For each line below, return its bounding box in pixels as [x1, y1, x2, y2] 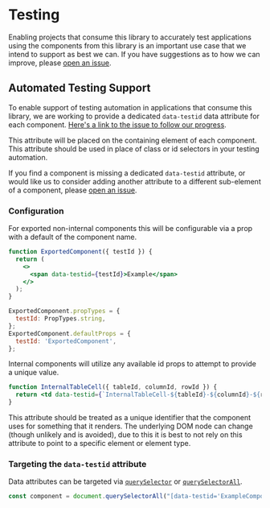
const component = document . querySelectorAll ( [8, 493, 167, 501]
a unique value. [8, 368, 59, 378]
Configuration [8, 205, 64, 217]
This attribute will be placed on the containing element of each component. [8, 135, 257, 145]
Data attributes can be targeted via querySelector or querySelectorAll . [8, 477, 243, 486]
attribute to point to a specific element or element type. [8, 439, 191, 448]
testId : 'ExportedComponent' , [15, 337, 117, 345]
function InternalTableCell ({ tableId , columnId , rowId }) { [8, 383, 218, 391]
